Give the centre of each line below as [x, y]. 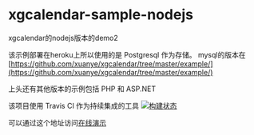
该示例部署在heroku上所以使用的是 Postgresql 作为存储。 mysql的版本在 [127, 54]
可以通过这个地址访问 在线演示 [57, 122]
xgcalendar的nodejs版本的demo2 [63, 38]
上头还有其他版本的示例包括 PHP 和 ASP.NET [82, 89]
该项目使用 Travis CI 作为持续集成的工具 [74, 105]
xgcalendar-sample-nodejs [101, 15]
